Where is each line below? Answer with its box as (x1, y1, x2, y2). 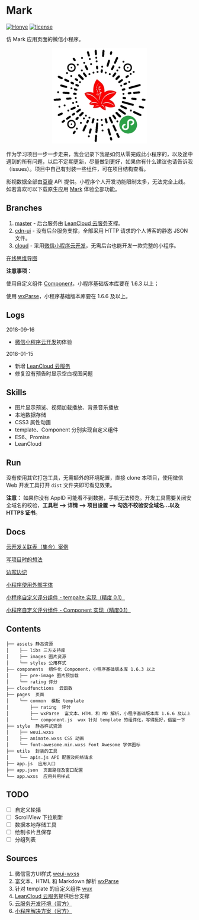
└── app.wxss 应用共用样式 (6, 773, 70, 780)
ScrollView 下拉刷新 (14, 813, 63, 821)
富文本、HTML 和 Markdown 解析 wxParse (14, 877, 120, 884)
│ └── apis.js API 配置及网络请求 (6, 754, 93, 761)
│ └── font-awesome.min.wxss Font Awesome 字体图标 (6, 741, 141, 747)
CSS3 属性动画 (14, 419, 52, 426)
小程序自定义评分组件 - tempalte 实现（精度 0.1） (6, 594, 126, 601)
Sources (6, 853, 38, 863)
